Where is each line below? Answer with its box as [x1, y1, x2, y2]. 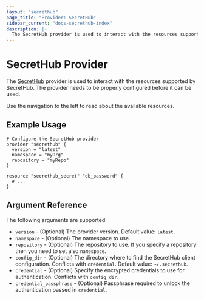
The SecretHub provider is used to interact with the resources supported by [6, 78, 196, 85]
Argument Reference [6, 200, 87, 210]
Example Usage [6, 119, 67, 130]
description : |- [6, 25, 47, 32]
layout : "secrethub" [6, 8, 59, 15]
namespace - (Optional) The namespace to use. [15, 234, 131, 241]
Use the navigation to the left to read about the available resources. [6, 102, 175, 110]
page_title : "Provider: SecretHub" [6, 15, 97, 21]
